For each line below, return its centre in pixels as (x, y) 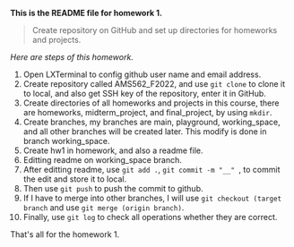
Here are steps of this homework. (72, 57)
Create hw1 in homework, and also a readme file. (113, 150)
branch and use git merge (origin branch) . (104, 208)
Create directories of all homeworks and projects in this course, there (151, 103)
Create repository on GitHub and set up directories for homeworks (155, 30)
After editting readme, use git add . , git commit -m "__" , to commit (151, 170)
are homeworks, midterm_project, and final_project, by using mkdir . (147, 112)
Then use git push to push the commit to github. (113, 188)
